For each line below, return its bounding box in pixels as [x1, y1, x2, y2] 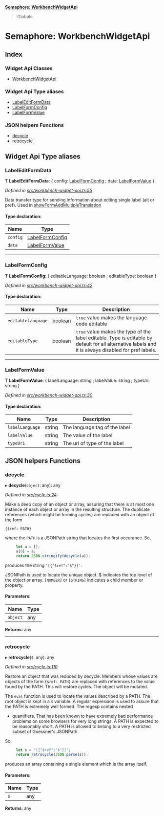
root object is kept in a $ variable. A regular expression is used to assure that [5, 699, 159, 705]
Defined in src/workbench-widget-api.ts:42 [5, 282, 93, 288]
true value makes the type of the [75, 328, 151, 335]
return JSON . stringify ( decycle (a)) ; [16, 553, 91, 558]
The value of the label [62, 432, 113, 439]
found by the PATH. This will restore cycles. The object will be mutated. [5, 684, 148, 690]
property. [5, 582, 24, 588]
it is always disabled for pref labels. [75, 347, 157, 353]
